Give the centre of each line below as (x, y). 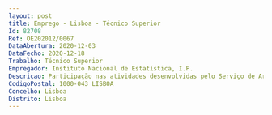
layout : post (30, 16)
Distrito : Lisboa (38, 99)
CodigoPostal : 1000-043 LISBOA (61, 83)
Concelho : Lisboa (38, 91)
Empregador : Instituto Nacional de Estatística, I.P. (101, 69)
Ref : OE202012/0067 (41, 38)
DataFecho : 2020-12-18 (47, 53)
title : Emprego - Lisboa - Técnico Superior (85, 23)
